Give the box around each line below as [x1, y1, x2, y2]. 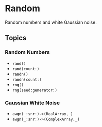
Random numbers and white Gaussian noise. [5, 19, 97, 25]
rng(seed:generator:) [12, 88, 57, 93]
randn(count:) [12, 77, 42, 82]
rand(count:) [12, 66, 40, 71]
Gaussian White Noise [5, 99, 60, 106]
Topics [5, 34, 27, 42]
